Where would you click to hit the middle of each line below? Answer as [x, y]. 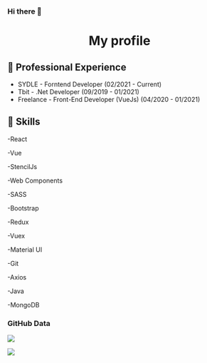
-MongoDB [23, 305]
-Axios [17, 277]
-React [17, 139]
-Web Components [35, 180]
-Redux [18, 222]
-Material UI [25, 250]
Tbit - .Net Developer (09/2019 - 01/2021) [79, 91]
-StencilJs [22, 166]
